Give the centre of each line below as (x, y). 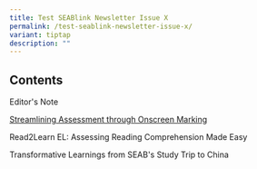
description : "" (40, 43)
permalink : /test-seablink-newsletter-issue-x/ (101, 26)
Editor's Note (34, 102)
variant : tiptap (40, 35)
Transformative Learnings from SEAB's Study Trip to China (119, 154)
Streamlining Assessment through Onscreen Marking (109, 120)
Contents (36, 80)
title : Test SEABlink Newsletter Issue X (89, 18)
